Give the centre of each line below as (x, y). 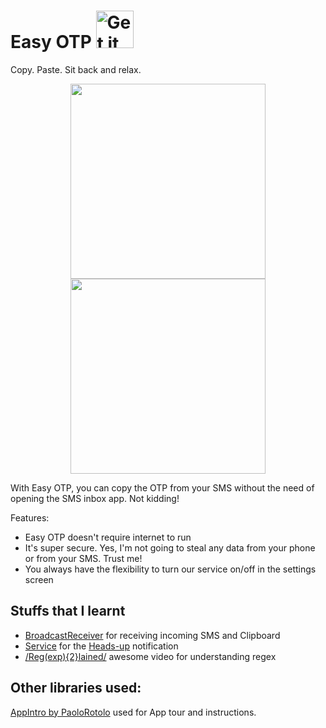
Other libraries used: (76, 688)
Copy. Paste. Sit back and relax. (76, 69)
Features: (30, 517)
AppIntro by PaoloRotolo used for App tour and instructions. (133, 712)
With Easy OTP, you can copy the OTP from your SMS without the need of (162, 487)
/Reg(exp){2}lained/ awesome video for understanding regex (150, 656)
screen (39, 579)
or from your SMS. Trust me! (83, 558)
